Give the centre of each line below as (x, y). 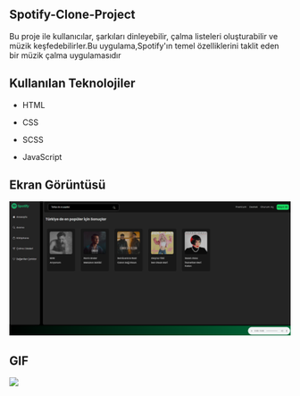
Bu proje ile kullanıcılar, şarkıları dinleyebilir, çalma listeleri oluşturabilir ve (144, 36)
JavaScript (42, 156)
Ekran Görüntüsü (58, 185)
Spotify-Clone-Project (72, 15)
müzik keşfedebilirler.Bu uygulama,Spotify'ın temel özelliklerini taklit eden (144, 46)
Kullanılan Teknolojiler (72, 84)
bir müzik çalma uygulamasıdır (66, 55)
